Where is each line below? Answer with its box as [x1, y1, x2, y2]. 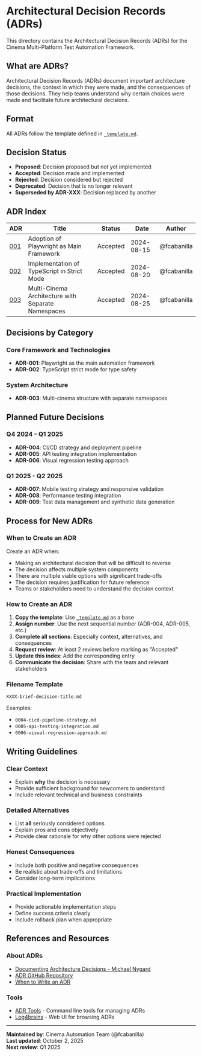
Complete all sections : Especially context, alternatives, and [14, 633, 163, 641]
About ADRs [6, 952, 43, 960]
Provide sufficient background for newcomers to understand [14, 785, 165, 792]
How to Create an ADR [6, 600, 73, 608]
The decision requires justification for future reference [14, 578, 150, 586]
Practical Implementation [6, 889, 82, 898]
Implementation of [28, 260, 80, 268]
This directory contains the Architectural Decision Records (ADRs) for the [6, 37, 188, 44]
